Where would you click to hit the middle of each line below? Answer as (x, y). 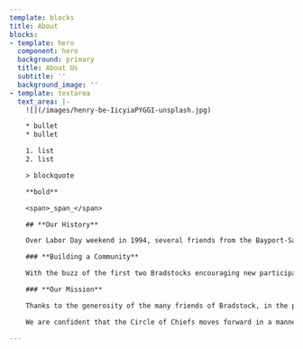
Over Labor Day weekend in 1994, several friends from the (139, 241)
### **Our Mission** (64, 289)
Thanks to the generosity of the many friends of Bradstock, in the (157, 306)
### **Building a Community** (83, 257)
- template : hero (42, 43)
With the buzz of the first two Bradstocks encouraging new (141, 273)
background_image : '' (58, 85)
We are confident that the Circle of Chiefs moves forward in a (149, 322)
